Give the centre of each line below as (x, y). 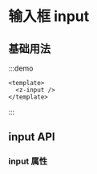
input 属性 (28, 161)
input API (32, 137)
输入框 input (49, 16)
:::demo (21, 68)
